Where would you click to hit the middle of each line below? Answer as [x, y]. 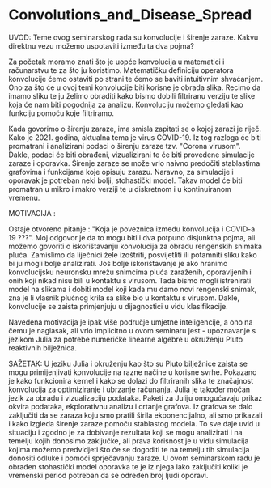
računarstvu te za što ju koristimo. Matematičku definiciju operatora [121, 70]
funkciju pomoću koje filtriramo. [61, 113]
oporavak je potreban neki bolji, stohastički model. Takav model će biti [125, 180]
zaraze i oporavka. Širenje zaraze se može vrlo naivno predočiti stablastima [134, 163]
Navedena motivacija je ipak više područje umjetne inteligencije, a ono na [131, 322]
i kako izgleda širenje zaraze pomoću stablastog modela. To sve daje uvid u [134, 423]
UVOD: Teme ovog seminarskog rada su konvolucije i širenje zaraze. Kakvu [133, 37]
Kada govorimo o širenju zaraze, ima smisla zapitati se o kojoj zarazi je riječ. [135, 129]
